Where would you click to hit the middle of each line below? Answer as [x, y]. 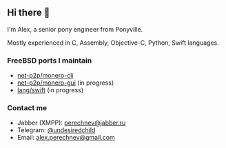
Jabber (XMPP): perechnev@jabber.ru [71, 123]
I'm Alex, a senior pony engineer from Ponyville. [75, 29]
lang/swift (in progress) [50, 90]
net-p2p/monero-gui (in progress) [65, 83]
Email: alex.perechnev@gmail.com [66, 138]
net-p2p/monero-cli [45, 76]
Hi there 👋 [29, 13]
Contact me [27, 108]
